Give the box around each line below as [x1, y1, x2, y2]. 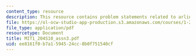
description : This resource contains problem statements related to [6, 14, 176, 20]
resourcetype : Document [6, 30, 64, 36]
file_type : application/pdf [6, 24, 75, 31]
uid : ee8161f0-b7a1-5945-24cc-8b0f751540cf [6, 41, 114, 47]
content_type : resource [6, 8, 64, 15]
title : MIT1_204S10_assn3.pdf [6, 36, 80, 41]
